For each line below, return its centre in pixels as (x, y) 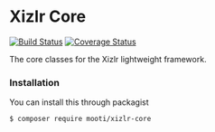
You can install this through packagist (79, 102)
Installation (35, 82)
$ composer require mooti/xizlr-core (80, 119)
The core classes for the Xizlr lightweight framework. (108, 59)
